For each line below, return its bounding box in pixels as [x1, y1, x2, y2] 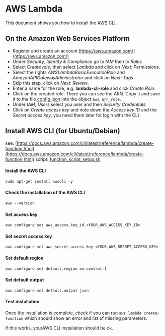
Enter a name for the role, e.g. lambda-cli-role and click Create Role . [12, 85, 156, 91]
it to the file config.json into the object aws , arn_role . [12, 96, 121, 102]
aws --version [5, 200, 35, 206]
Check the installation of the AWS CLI [5, 190, 86, 196]
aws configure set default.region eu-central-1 [5, 266, 107, 271]
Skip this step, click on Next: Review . [12, 80, 89, 86]
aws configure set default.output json [5, 288, 89, 293]
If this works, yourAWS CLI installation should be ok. [5, 325, 113, 331]
